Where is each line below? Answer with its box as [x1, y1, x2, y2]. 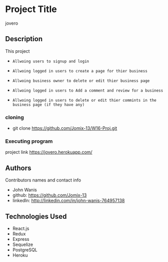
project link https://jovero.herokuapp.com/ [5, 149, 93, 155]
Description [5, 35, 43, 43]
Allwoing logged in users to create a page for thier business [12, 68, 148, 73]
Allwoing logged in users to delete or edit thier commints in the [12, 98, 156, 103]
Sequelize [12, 241, 34, 247]
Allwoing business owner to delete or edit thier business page [12, 78, 150, 83]
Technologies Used [5, 212, 67, 221]
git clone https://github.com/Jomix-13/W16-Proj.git [12, 125, 117, 131]
